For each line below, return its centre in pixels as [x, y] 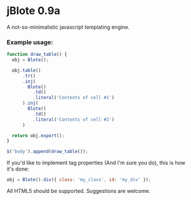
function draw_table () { [37, 55]
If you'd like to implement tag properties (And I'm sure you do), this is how [96, 163]
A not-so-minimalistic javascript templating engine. [68, 27]
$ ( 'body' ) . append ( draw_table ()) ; [47, 152]
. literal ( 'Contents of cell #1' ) [74, 98]
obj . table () [27, 70]
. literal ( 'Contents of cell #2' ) [74, 119]
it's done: [18, 169]
